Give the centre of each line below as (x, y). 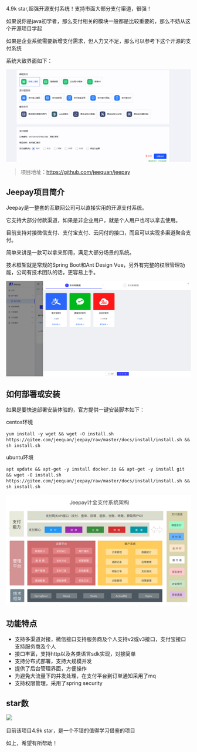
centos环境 (20, 422)
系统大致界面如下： (29, 61)
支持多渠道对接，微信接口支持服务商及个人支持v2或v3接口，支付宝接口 (100, 639)
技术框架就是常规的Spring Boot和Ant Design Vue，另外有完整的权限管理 (93, 265)
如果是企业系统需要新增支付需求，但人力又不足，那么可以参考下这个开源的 (96, 41)
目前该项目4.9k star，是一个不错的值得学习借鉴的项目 (71, 731)
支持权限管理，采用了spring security (58, 683)
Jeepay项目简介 (35, 192)
